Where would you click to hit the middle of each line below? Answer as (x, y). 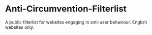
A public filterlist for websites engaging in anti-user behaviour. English (76, 22)
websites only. (20, 27)
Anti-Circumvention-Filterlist (66, 9)
